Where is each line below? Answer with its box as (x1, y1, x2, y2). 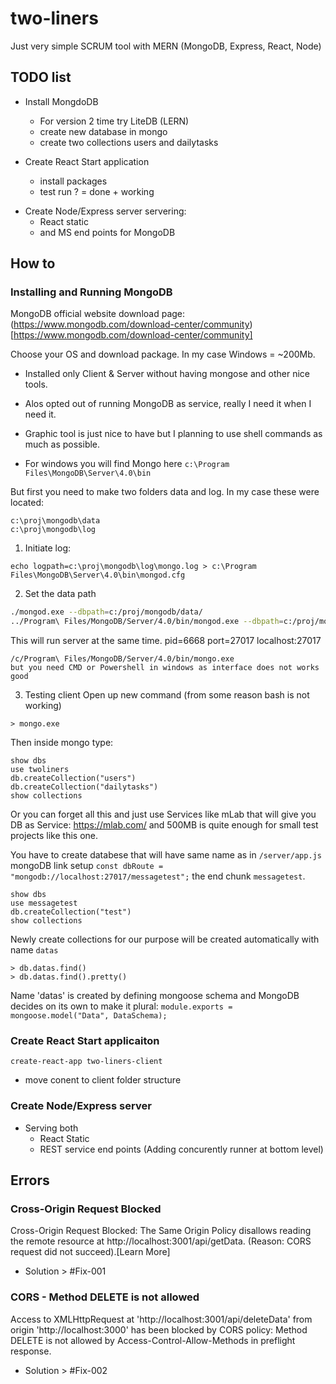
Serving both (24, 1122, 79, 1134)
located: (10, 497, 44, 509)
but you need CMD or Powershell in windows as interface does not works (10, 663, 320, 673)
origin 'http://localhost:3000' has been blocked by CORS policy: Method (10, 1323, 308, 1336)
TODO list (10, 69, 72, 86)
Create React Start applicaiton (10, 1034, 160, 1048)
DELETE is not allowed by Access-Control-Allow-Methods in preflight (10, 1334, 296, 1346)
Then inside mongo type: (10, 737, 114, 749)
